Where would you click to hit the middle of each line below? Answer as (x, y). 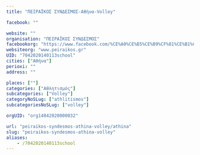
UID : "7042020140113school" (41, 55)
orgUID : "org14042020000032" (42, 116)
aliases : (17, 138)
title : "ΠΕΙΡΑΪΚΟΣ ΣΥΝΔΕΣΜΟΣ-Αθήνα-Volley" (61, 12)
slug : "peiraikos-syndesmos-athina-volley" (61, 132)
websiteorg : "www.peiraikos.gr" (46, 50)
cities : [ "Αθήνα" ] (29, 61)
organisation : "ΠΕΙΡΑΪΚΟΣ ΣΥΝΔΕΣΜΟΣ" (53, 39)
